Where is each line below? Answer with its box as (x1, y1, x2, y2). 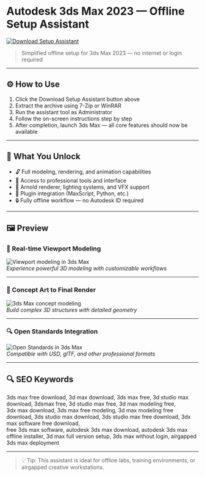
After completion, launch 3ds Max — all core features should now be (15, 121, 188, 129)
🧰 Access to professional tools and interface (15, 177, 127, 184)
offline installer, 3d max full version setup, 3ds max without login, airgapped (6, 432, 197, 440)
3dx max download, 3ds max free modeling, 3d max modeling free (6, 406, 174, 413)
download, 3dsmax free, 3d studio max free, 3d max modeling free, (6, 400, 176, 407)
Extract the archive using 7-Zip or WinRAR (15, 102, 122, 109)
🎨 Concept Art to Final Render (6, 286, 96, 294)
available (15, 128, 38, 135)
